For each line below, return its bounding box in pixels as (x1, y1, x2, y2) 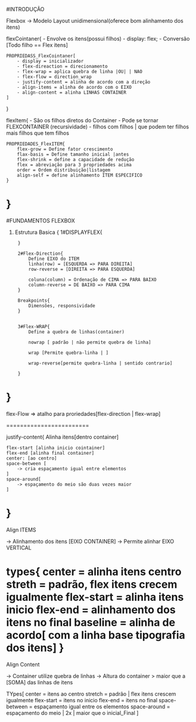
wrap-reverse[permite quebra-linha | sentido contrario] (28, 360, 173, 366)
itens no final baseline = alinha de (6, 616, 176, 629)
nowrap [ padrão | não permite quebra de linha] (28, 339, 151, 345)
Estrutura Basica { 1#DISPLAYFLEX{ (14, 229, 102, 236)
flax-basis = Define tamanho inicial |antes (17, 152, 129, 158)
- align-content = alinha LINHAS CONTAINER (17, 90, 127, 95)
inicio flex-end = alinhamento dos (6, 603, 176, 616)
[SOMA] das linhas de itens (6, 678, 73, 686)
